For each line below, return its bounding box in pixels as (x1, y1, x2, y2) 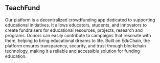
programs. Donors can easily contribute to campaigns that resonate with (5, 32, 151, 38)
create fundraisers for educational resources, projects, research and (5, 27, 143, 33)
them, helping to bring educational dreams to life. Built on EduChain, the (5, 38, 150, 43)
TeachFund (5, 4, 40, 12)
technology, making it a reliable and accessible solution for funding (5, 48, 140, 54)
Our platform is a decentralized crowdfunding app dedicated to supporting (5, 17, 155, 22)
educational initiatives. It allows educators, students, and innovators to (5, 22, 147, 28)
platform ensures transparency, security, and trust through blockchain (5, 42, 146, 48)
